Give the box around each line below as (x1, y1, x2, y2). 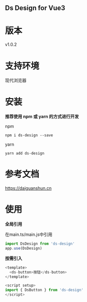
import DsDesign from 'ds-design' (5, 241, 75, 247)
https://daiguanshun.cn (5, 185, 52, 191)
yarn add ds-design (5, 151, 45, 156)
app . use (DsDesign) (5, 246, 42, 251)
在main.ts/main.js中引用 (5, 231, 52, 237)
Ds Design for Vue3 (5, 4, 66, 12)
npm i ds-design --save (5, 133, 53, 138)
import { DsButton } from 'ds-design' (5, 288, 84, 293)
